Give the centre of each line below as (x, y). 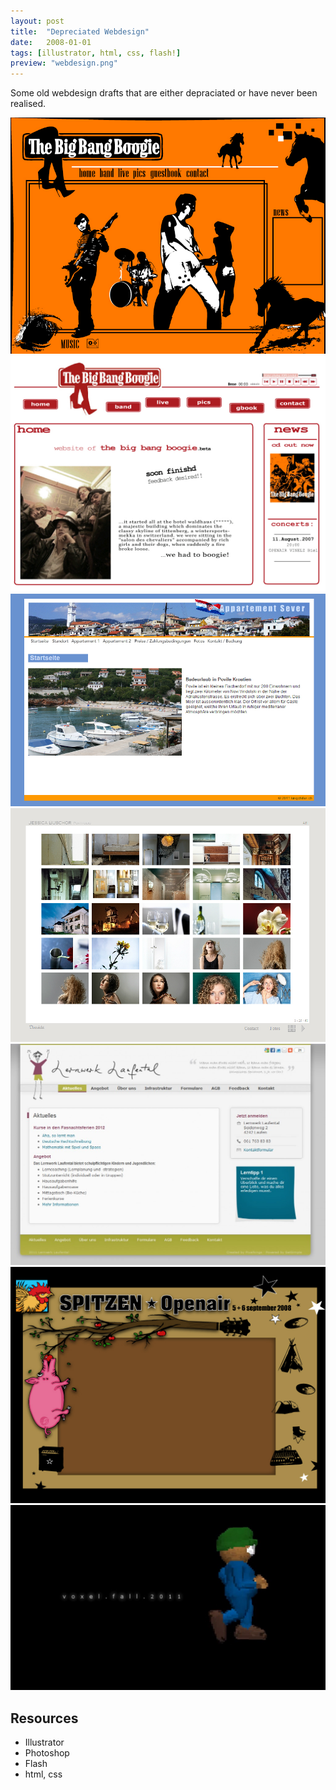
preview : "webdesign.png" (64, 63)
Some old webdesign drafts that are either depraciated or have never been (164, 93)
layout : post (37, 21)
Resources (44, 1718)
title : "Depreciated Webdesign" (80, 31)
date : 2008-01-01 (51, 42)
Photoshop (47, 1753)
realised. (28, 104)
